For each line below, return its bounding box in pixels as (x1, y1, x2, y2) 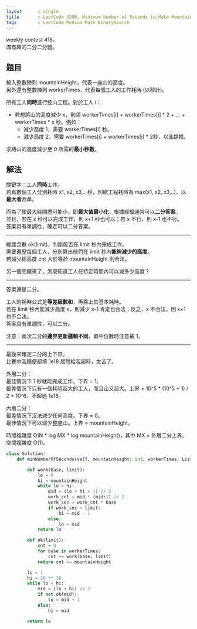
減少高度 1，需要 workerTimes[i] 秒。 (23, 126, 113, 133)
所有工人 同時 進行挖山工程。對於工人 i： (6, 99, 101, 106)
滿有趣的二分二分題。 (6, 43, 57, 50)
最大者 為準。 (6, 196, 37, 203)
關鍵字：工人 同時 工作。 (6, 181, 63, 188)
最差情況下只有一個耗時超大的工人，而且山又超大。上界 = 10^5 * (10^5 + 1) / (6, 385, 189, 392)
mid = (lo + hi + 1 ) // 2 (47, 488, 111, 495)
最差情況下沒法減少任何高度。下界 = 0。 (6, 412, 103, 419)
